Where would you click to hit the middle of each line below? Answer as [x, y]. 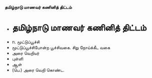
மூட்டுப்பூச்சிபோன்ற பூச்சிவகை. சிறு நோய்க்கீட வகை [61, 47]
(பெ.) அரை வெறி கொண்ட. [38, 70]
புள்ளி [17, 58]
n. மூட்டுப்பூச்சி [26, 41]
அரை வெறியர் [25, 53]
